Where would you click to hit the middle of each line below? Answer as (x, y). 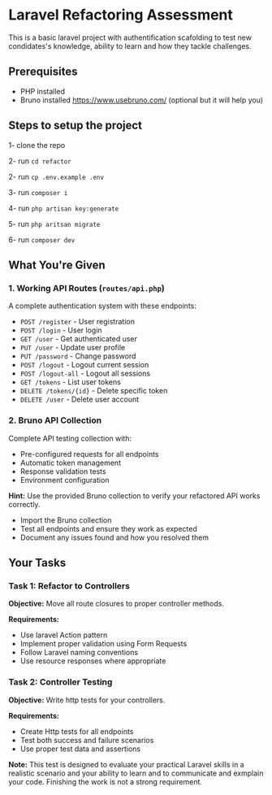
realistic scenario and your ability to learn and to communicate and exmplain (136, 773)
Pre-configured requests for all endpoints (89, 454)
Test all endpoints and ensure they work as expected (108, 528)
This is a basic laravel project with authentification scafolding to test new (130, 37)
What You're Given (57, 265)
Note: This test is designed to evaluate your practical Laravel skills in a (127, 764)
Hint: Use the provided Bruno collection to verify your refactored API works (134, 495)
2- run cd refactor (40, 161)
